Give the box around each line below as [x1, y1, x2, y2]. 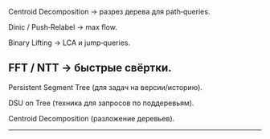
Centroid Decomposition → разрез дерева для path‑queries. [8, 7, 211, 16]
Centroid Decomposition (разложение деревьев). [8, 113, 175, 123]
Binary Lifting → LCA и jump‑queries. [8, 38, 131, 47]
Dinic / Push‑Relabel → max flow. [8, 22, 118, 31]
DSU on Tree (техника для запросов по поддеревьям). [8, 98, 194, 108]
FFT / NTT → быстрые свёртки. [8, 61, 172, 75]
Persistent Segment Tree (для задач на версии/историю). [8, 82, 203, 92]
